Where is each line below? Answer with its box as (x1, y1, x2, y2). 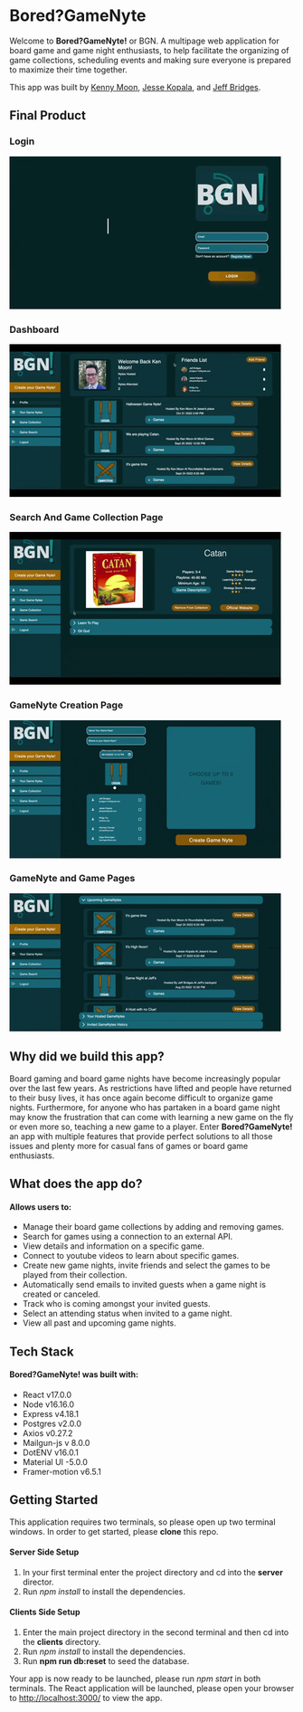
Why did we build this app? (9, 1049, 165, 1064)
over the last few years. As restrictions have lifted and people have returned (9, 1082, 292, 1093)
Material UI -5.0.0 (22, 1456, 89, 1467)
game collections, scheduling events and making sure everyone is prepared (9, 54, 291, 65)
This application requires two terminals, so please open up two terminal (9, 1517, 276, 1527)
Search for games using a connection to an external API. (22, 1232, 233, 1242)
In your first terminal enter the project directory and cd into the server (22, 1566, 283, 1577)
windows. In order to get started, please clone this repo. (9, 1526, 219, 1536)
